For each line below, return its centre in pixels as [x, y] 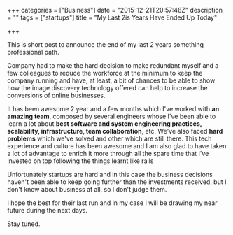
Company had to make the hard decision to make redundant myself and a [113, 65]
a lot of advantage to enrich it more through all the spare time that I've [108, 154]
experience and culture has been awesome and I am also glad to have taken [117, 146]
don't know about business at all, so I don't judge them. [87, 189]
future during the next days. [47, 210]
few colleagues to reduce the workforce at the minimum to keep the [105, 73]
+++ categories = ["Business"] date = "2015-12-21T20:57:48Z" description [115, 10]
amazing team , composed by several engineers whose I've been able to [112, 116]
